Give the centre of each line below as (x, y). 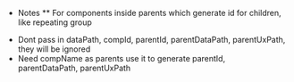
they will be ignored (54, 49)
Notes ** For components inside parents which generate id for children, (149, 13)
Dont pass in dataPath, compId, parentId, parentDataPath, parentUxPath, (151, 40)
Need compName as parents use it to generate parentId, (122, 58)
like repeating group (55, 22)
